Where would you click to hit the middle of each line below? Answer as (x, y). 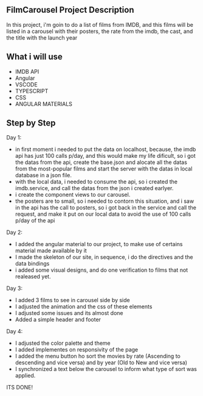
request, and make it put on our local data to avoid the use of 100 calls (103, 214)
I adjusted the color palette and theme (63, 343)
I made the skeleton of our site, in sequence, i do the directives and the (104, 257)
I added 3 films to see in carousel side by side (72, 300)
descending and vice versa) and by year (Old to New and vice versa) (101, 362)
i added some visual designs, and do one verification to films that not (101, 270)
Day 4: (15, 331)
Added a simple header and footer (58, 320)
